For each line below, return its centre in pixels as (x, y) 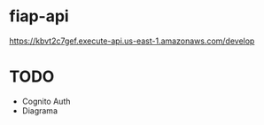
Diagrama (39, 110)
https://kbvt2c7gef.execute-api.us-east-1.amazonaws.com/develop (132, 41)
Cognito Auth (46, 101)
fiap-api (39, 16)
